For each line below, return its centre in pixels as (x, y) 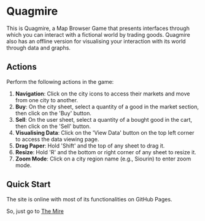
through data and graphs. (38, 48)
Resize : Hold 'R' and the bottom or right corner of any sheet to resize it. (106, 152)
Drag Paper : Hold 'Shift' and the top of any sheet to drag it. (90, 146)
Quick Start (29, 185)
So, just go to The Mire (35, 211)
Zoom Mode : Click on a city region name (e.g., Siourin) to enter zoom (103, 159)
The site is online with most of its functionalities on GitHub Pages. (89, 199)
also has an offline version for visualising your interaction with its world (96, 41)
